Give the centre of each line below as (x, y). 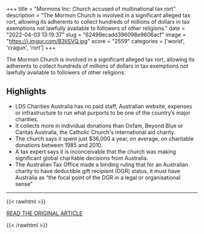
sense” (24, 184)
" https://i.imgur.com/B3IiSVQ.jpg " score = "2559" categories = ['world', (96, 41)
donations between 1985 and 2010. (59, 145)
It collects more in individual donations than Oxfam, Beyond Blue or (99, 126)
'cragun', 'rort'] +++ (31, 48)
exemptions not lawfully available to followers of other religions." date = (96, 28)
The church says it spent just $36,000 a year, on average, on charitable (104, 138)
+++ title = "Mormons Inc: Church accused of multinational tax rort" (91, 9)
